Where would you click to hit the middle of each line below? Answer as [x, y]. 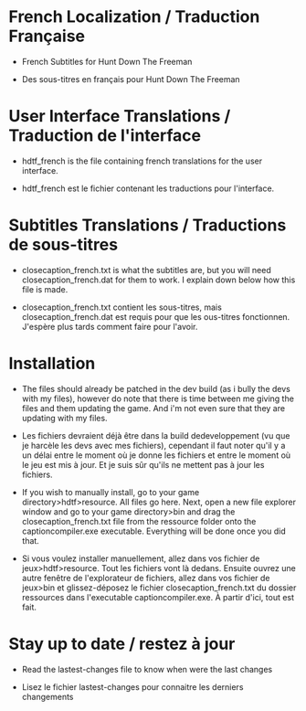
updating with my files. [64, 418]
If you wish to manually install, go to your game [111, 492]
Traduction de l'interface [105, 136]
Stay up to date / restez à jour [122, 644]
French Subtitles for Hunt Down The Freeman [107, 61]
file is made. [45, 289]
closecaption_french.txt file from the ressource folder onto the [139, 521]
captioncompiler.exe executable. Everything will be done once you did [153, 531]
